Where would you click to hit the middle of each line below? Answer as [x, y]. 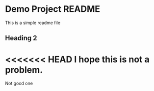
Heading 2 [21, 38]
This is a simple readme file [33, 23]
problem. [24, 70]
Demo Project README [53, 9]
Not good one [19, 83]
